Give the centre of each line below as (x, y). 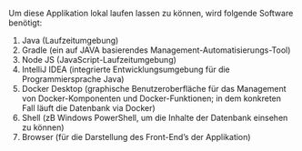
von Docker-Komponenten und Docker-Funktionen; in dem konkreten (151, 98)
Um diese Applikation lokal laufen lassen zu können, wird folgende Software (151, 13)
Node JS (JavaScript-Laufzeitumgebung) (99, 60)
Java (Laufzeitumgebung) (70, 40)
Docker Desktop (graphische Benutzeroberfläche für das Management (154, 89)
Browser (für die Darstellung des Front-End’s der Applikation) (136, 137)
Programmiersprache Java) (73, 79)
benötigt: (25, 23)
